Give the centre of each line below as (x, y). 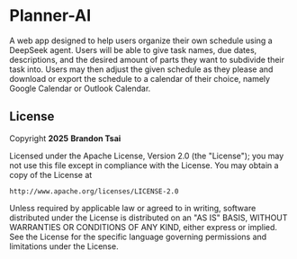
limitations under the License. (64, 246)
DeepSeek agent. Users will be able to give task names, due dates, (133, 49)
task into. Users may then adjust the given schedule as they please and (141, 69)
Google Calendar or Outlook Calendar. (80, 88)
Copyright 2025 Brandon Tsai (65, 138)
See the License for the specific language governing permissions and (138, 237)
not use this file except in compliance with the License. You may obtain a (144, 165)
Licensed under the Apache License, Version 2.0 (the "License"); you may (147, 156)
